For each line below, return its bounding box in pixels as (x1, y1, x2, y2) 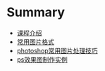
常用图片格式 (16, 37, 54, 46)
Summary (6, 4, 65, 21)
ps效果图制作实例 (16, 55, 68, 64)
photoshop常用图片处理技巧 (16, 46, 98, 55)
